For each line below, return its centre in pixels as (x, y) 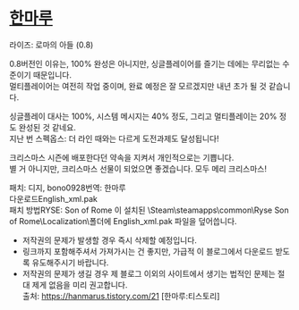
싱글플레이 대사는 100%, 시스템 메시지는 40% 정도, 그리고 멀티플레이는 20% (143, 116)
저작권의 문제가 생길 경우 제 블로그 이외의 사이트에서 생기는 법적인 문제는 (149, 273)
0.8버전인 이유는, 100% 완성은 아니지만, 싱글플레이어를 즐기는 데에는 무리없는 (145, 63)
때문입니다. (52, 75)
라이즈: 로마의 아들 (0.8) (51, 45)
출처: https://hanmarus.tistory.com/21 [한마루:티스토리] (121, 296)
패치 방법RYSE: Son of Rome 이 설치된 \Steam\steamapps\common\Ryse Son (149, 210)
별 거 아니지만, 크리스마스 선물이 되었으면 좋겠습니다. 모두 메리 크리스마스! (138, 168)
